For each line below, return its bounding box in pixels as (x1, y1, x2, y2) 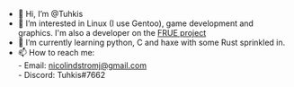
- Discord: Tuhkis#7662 (17, 70, 106, 80)
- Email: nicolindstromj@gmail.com (17, 60, 147, 71)
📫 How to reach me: (17, 48, 95, 57)
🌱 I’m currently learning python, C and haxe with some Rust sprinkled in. (17, 37, 286, 48)
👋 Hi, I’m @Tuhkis (17, 9, 84, 19)
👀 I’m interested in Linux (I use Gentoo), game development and (17, 18, 254, 29)
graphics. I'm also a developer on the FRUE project (17, 28, 207, 38)
